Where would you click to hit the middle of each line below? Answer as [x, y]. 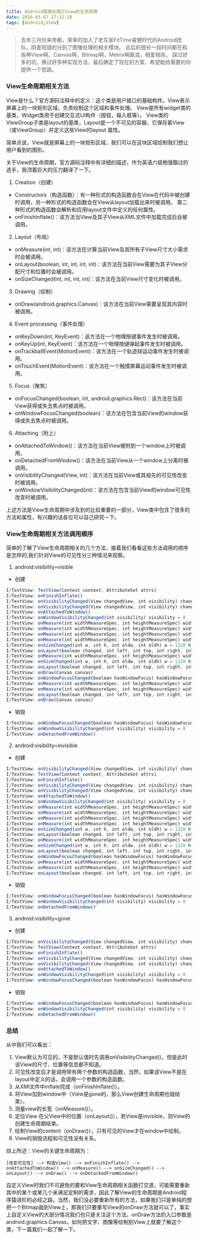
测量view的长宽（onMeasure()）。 [55, 1109]
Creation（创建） [35, 182]
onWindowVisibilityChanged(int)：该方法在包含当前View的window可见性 [103, 490]
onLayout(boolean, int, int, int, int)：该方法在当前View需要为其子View [98, 264]
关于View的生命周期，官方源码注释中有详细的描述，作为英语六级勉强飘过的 [97, 162]
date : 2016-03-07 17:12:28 [39, 17]
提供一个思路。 [39, 70]
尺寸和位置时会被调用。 [48, 271]
